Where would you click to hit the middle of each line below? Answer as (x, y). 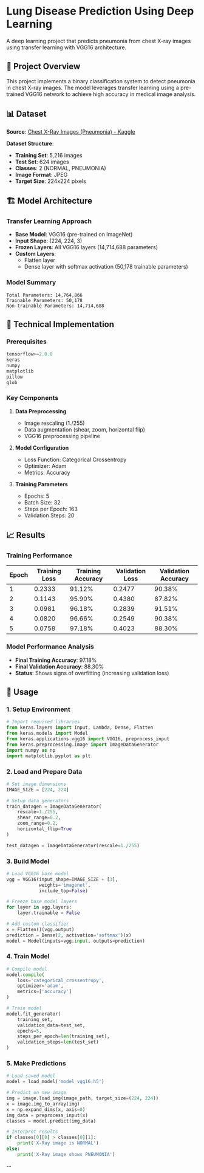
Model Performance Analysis (50, 647)
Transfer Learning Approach (49, 221)
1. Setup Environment (39, 709)
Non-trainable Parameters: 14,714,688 (55, 306)
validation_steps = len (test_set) (58, 1042)
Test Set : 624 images (42, 162)
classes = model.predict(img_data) (51, 1121)
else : (13, 1149)
